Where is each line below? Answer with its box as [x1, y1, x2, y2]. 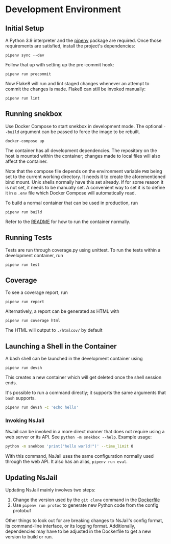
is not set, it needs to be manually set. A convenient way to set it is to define [5, 184, 165, 190]
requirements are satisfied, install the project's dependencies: [5, 43, 135, 49]
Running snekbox [5, 110, 62, 118]
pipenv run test [5, 262, 40, 267]
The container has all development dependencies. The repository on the [5, 147, 157, 154]
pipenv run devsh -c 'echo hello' [5, 405, 79, 410]
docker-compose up [5, 138, 44, 143]
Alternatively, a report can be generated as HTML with [5, 308, 120, 314]
